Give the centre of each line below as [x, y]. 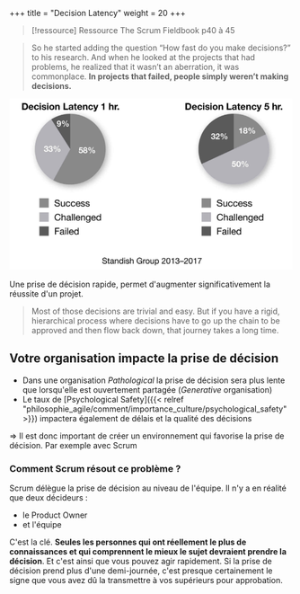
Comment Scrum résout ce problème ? [95, 468]
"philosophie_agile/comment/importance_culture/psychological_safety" [154, 409]
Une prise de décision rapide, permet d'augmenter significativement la [140, 284]
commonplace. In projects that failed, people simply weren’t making [160, 76]
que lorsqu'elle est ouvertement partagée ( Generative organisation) [147, 389]
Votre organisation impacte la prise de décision [144, 359]
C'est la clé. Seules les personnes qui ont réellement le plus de [128, 542]
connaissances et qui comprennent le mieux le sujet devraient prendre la [148, 551]
